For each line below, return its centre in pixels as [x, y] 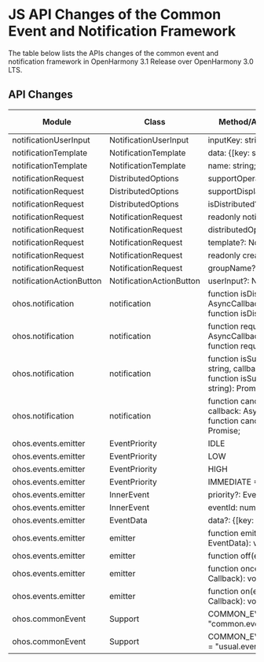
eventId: [223, 508]
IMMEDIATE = [233, 482]
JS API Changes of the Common [115, 15]
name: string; [232, 165]
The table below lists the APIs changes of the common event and [113, 53]
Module [57, 121]
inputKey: [225, 139]
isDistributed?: [235, 204]
